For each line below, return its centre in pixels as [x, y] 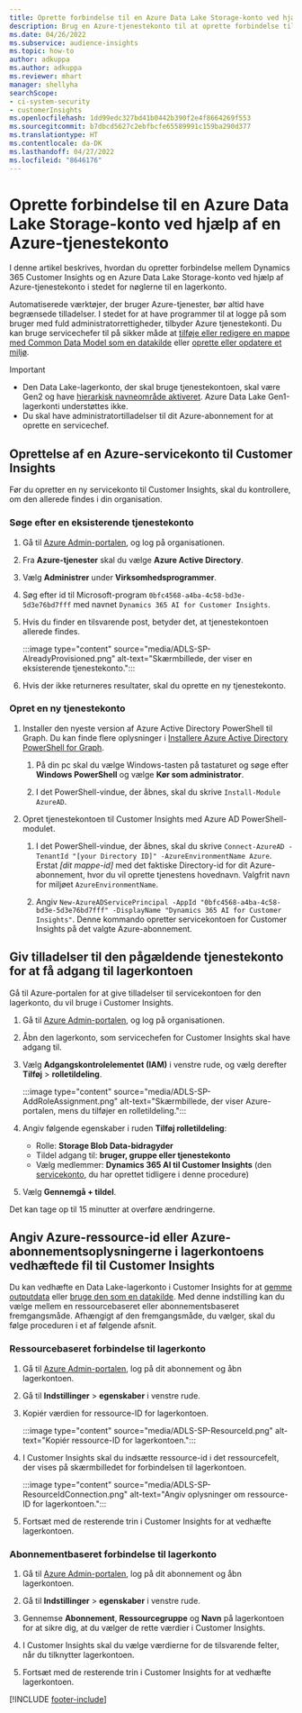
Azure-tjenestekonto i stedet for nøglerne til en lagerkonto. [118, 287]
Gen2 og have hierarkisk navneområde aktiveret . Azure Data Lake [144, 396]
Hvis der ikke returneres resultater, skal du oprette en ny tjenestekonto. [154, 685]
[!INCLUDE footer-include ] [58, 1699]
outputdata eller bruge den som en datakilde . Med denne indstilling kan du [147, 1297]
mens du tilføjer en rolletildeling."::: [122, 1110]
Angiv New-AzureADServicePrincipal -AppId [116, 901]
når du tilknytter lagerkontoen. [78, 1655]
